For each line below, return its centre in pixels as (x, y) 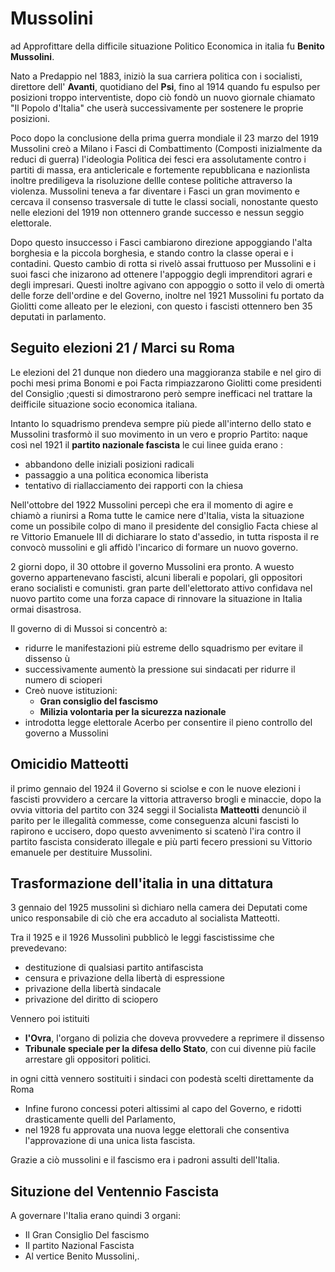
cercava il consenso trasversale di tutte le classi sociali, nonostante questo (164, 201)
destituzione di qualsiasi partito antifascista (114, 968)
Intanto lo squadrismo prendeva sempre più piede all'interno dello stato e (161, 423)
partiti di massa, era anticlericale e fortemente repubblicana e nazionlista (160, 169)
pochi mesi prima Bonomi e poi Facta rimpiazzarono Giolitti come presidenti (166, 383)
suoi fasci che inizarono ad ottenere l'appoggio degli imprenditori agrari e (161, 274)
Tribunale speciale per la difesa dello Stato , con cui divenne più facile (170, 1049)
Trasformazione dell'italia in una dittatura (142, 883)
